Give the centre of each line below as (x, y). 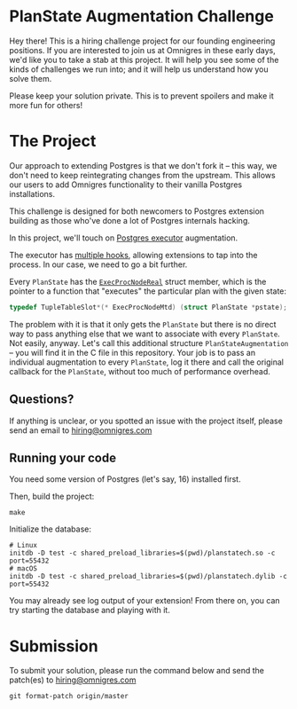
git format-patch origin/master (69, 697)
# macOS (23, 569)
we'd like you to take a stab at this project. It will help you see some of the (144, 59)
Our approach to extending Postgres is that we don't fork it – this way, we (143, 165)
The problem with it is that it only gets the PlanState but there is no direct (143, 324)
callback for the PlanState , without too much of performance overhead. (140, 371)
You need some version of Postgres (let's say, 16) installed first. (125, 479)
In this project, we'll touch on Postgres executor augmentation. (124, 238)
